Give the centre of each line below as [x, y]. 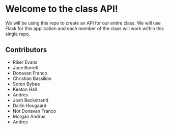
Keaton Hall [25, 89]
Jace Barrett [26, 67]
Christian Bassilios [32, 78]
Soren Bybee [26, 84]
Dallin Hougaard [30, 106]
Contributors [26, 50]
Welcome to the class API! [62, 9]
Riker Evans [25, 62]
